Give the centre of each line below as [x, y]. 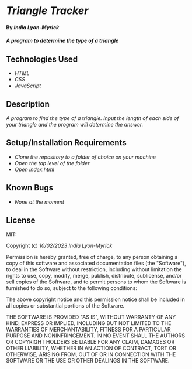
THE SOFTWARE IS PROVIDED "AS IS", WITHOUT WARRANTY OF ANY [91, 317]
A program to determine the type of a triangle [62, 41]
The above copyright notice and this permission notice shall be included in [95, 299]
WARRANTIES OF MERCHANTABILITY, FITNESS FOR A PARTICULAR [88, 330]
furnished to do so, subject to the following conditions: [71, 288]
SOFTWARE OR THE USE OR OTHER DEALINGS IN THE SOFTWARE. [88, 361]
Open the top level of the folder [52, 163]
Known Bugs [30, 188]
